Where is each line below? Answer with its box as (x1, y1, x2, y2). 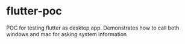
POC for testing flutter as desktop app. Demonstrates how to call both (6, 24, 180, 31)
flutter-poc (6, 4, 62, 18)
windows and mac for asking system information (6, 30, 127, 37)
